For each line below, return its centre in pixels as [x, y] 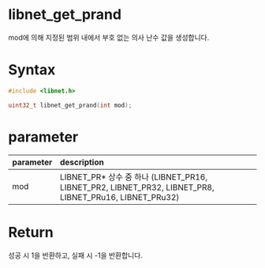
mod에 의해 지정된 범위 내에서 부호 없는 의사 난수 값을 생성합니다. [109, 37]
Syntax [32, 70]
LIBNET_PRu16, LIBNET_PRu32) [120, 197]
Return [31, 232]
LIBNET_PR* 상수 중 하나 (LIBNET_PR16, [134, 177]
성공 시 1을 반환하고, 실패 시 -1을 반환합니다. [76, 255]
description [82, 162]
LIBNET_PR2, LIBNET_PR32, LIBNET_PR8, [137, 187]
